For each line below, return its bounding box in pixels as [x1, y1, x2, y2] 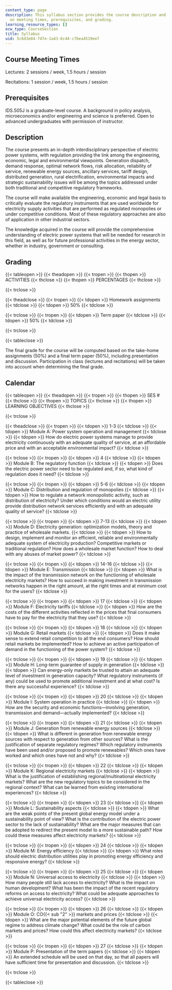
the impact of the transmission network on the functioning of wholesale [5, 572, 156, 578]
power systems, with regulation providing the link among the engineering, [5, 152, 161, 158]
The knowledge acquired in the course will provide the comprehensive [5, 226, 154, 232]
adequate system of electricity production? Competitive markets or [5, 540, 147, 546]
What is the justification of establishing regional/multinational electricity [5, 773, 156, 779]
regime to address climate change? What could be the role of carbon [5, 922, 150, 928]
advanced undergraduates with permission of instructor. [5, 118, 124, 124]
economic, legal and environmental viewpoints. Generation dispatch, [5, 158, 150, 164]
